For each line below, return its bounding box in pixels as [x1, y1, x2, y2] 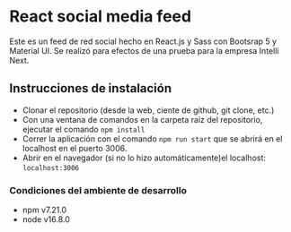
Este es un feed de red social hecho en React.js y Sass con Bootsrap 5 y [9, 36, 277, 47]
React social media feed [9, 6, 191, 27]
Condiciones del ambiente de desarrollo [9, 184, 187, 196]
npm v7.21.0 [22, 204, 67, 216]
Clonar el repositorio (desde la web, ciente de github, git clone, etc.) [22, 105, 275, 116]
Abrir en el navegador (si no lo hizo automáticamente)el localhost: [22, 152, 267, 163]
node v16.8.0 [22, 214, 70, 225]
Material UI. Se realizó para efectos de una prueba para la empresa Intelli [9, 45, 279, 56]
